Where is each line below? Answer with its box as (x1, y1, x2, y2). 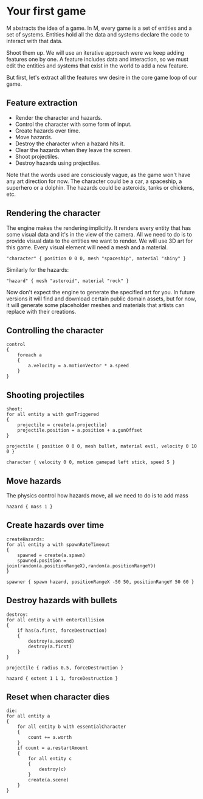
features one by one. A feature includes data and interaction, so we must (6, 55, 188, 63)
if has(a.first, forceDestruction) (17, 628, 108, 634)
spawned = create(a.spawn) (17, 552, 86, 558)
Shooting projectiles (6, 390, 85, 400)
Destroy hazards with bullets (6, 595, 117, 606)
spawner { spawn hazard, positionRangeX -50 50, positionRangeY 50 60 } (6, 579, 194, 585)
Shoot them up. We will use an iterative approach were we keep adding (6, 49, 184, 56)
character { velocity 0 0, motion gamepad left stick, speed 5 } (6, 459, 175, 466)
